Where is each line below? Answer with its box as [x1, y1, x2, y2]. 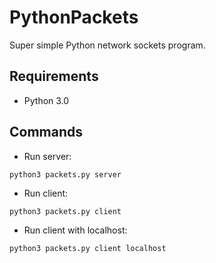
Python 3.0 [23, 94, 70, 106]
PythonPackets [9, 6, 139, 29]
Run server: [23, 150, 72, 162]
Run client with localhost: [23, 224, 128, 236]
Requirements [9, 68, 99, 85]
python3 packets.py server [9, 169, 122, 180]
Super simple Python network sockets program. [9, 39, 206, 51]
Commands [9, 124, 84, 141]
